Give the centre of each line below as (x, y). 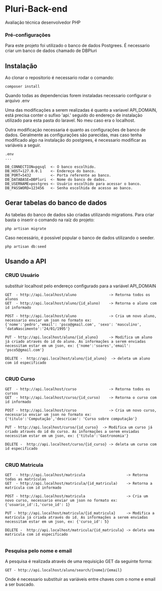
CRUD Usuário (22, 275)
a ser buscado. (20, 584)
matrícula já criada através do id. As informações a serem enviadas (77, 518)
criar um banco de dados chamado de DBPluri (51, 51)
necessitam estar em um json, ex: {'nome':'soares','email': (68, 345)
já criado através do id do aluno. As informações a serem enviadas (75, 341)
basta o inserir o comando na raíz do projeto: (50, 220)
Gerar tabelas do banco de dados (56, 203)
